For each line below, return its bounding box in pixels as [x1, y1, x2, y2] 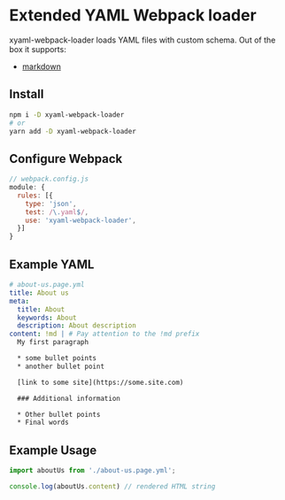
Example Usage [9, 442, 97, 458]
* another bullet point [17, 362, 104, 371]
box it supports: [9, 43, 66, 54]
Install [9, 87, 44, 102]
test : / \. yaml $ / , [25, 207, 89, 217]
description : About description [17, 321, 137, 330]
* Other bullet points [17, 410, 101, 419]
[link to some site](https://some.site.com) [17, 378, 184, 387]
